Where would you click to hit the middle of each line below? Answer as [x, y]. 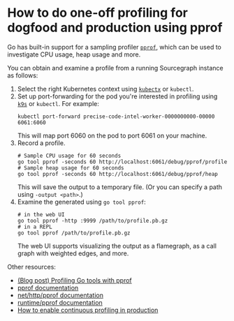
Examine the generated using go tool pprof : [82, 202]
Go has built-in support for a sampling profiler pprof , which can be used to [114, 47]
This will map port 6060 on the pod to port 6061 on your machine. [112, 135]
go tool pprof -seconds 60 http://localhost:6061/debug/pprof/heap [117, 174]
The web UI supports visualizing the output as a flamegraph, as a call [117, 246]
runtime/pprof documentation [60, 302]
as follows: [23, 75]
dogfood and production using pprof [115, 28]
